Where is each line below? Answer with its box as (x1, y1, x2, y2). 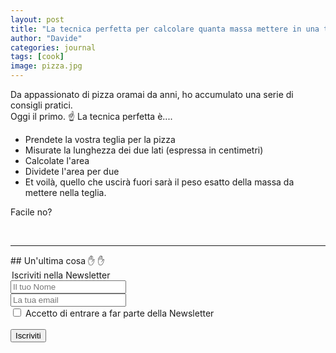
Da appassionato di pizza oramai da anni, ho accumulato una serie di (10, 89, 294, 100)
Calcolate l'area (24, 155, 90, 166)
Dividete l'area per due (24, 166, 120, 177)
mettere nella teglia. (24, 187, 107, 198)
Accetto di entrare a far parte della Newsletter (24, 307, 215, 319)
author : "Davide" (10, 33, 83, 43)
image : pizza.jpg (10, 61, 83, 71)
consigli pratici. (10, 99, 73, 111)
